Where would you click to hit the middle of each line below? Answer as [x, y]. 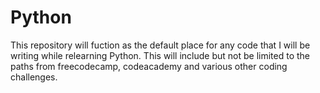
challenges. [34, 77]
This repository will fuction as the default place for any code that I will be [160, 45]
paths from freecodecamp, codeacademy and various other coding [149, 66]
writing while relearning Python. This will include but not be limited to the [160, 55]
